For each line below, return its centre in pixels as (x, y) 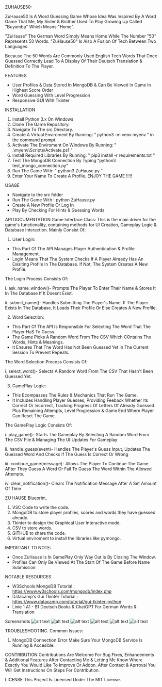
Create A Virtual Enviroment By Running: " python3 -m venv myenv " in (83, 135)
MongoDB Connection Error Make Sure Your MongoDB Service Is (77, 640)
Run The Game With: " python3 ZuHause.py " (57, 171)
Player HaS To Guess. (34, 332)
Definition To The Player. (30, 66)
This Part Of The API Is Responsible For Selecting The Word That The (81, 327)
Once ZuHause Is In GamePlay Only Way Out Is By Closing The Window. (84, 557)
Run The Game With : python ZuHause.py (54, 200)
